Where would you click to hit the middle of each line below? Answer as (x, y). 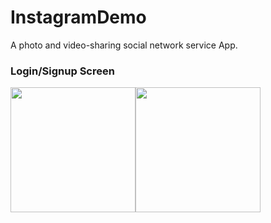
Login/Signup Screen (62, 71)
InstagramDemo (78, 17)
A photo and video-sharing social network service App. (124, 45)
